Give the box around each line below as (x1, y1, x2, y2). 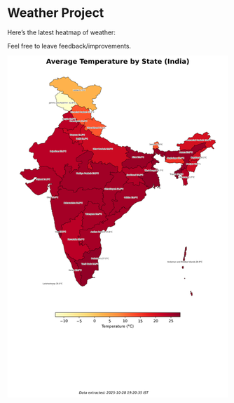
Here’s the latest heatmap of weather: (7, 28, 116, 37)
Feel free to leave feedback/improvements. (7, 41, 132, 50)
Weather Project (7, 5, 104, 21)
